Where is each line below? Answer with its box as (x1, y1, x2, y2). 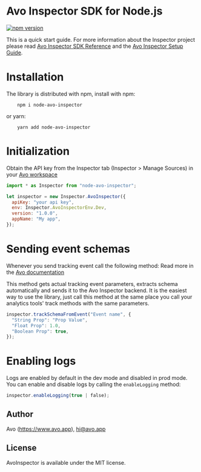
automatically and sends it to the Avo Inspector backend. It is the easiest (6, 287, 187, 294)
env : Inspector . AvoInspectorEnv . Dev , (12, 205, 107, 211)
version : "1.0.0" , (12, 210, 59, 216)
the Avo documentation (6, 268, 65, 276)
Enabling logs (6, 354, 76, 368)
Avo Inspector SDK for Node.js (6, 4, 163, 18)
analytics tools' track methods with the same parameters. (6, 299, 150, 307)
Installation (6, 70, 64, 84)
